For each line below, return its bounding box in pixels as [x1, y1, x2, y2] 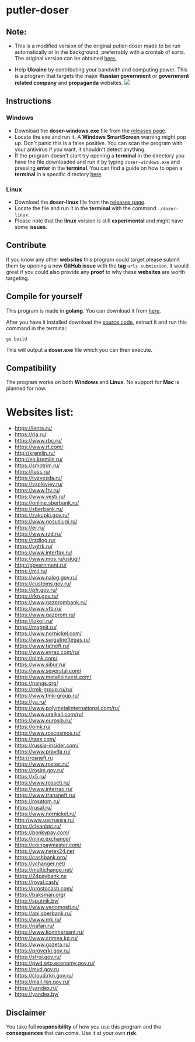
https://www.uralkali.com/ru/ [14, 711, 83, 718]
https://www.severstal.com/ [14, 667, 82, 674]
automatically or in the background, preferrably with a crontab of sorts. [14, 49, 186, 56]
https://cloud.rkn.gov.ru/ [14, 972, 74, 979]
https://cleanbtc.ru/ [14, 823, 61, 830]
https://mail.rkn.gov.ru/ [14, 978, 70, 985]
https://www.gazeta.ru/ [14, 941, 71, 948]
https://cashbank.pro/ [14, 854, 67, 861]
